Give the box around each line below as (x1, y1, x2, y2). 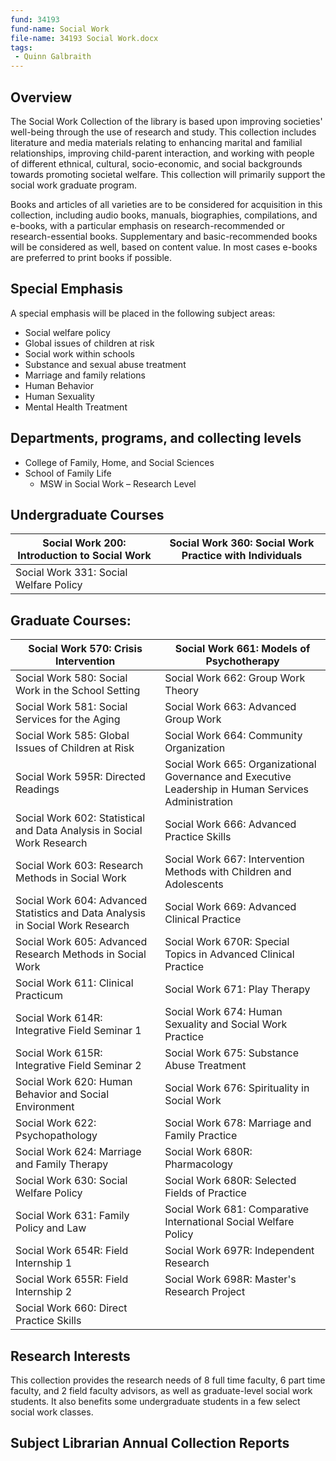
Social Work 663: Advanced (164, 700, 297, 714)
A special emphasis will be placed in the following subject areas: (10, 307, 276, 319)
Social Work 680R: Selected (164, 1174, 297, 1188)
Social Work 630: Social (15, 1174, 128, 1188)
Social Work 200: (42, 536, 127, 550)
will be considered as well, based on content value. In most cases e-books (10, 241, 318, 253)
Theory (164, 684, 200, 698)
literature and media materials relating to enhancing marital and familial (10, 136, 303, 148)
